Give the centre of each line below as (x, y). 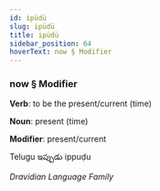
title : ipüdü (34, 35)
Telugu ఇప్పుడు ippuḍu (50, 157)
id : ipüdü (28, 18)
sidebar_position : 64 (51, 43)
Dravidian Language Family (62, 177)
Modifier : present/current (58, 139)
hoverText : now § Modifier (61, 52)
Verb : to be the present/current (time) (81, 104)
